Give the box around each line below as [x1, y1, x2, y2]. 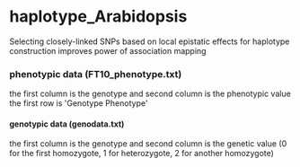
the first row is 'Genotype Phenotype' [9, 98, 148, 109]
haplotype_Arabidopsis [9, 6, 188, 27]
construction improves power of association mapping [9, 45, 207, 56]
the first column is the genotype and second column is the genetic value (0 [9, 138, 287, 149]
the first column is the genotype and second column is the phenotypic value [9, 88, 292, 100]
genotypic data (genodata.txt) [9, 119, 125, 129]
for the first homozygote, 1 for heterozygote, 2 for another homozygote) [9, 148, 274, 159]
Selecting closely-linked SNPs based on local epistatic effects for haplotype [9, 36, 290, 47]
